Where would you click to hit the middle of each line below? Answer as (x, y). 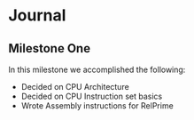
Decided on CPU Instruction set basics (92, 96)
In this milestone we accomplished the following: (97, 69)
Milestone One (49, 48)
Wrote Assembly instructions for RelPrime (97, 106)
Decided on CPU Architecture (75, 87)
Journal (37, 16)
